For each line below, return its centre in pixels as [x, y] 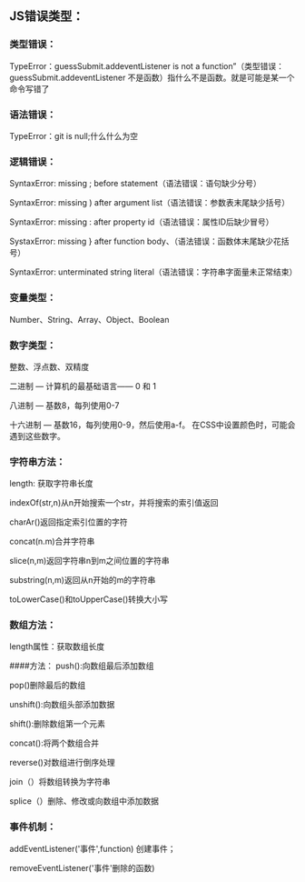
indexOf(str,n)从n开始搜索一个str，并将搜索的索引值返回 [114, 503]
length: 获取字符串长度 [51, 484]
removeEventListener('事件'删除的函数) [82, 867]
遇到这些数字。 [37, 436]
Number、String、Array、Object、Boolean [89, 319]
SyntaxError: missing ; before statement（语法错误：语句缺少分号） [135, 184]
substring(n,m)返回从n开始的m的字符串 [83, 580]
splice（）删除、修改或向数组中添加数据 [84, 801]
